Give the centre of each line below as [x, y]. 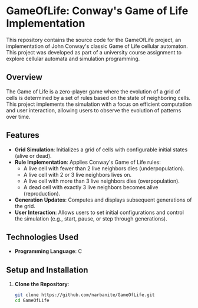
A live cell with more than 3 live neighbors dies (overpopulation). [101, 181]
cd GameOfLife [32, 301]
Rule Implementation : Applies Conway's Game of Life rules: [88, 162]
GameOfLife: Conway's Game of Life [97, 11]
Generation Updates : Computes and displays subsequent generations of [103, 200]
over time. [18, 116]
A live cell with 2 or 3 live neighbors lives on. [77, 174]
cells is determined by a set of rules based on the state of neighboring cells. [98, 98]
